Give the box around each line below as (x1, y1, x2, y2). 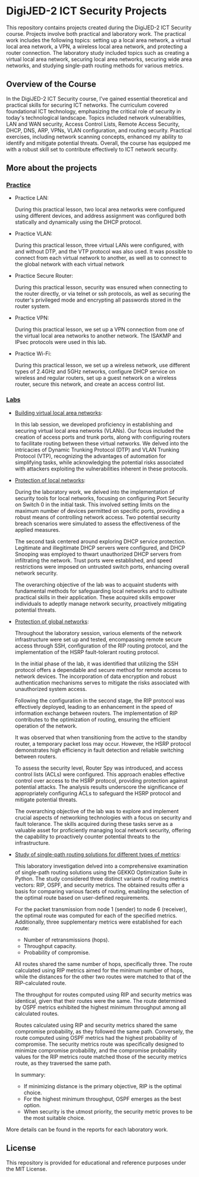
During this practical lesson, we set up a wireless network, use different (14, 362, 190, 369)
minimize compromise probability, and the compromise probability (14, 1046, 177, 1054)
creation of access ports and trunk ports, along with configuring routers (14, 433, 191, 441)
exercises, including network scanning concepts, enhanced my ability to (6, 133, 183, 140)
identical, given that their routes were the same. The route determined (14, 997, 187, 1004)
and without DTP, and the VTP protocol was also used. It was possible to (14, 248, 193, 255)
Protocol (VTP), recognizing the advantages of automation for (14, 452, 166, 460)
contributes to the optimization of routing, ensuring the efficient (14, 716, 170, 723)
